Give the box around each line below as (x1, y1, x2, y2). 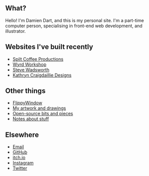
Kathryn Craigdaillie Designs (12, 72, 72, 78)
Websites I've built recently (5, 43, 93, 51)
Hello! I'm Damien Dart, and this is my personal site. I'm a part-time (5, 17, 144, 23)
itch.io (12, 154, 26, 160)
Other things (5, 86, 46, 95)
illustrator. (5, 28, 26, 34)
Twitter (12, 165, 28, 171)
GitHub (12, 149, 28, 155)
